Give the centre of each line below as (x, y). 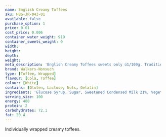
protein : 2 (16, 106)
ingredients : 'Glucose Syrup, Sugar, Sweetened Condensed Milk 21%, (77, 92)
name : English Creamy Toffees (36, 10)
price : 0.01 (17, 28)
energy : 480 (17, 102)
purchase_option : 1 (25, 23)
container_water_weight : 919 (35, 37)
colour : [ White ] (22, 83)
